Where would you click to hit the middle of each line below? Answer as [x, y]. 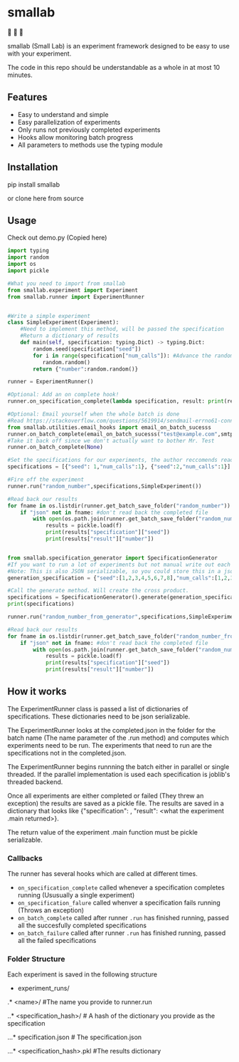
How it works [37, 692]
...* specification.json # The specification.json [75, 1037]
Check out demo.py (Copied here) [57, 238]
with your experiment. [39, 53]
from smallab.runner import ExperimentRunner [76, 297]
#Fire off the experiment [46, 480]
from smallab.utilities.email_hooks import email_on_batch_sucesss [110, 427]
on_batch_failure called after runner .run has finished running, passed [122, 933]
